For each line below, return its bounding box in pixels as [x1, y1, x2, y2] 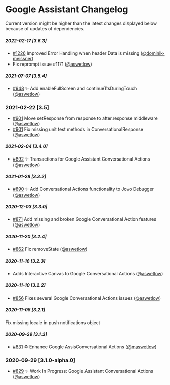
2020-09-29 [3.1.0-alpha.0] [5, 357, 76, 364]
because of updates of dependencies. [5, 25, 85, 31]
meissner [12, 55, 32, 61]
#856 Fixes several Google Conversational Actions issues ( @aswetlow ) [12, 295, 161, 301]
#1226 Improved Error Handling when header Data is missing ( [12, 50, 143, 56]
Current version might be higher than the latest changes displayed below [5, 20, 157, 26]
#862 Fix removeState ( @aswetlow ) [12, 246, 88, 252]
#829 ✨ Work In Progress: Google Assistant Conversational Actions [12, 368, 153, 374]
